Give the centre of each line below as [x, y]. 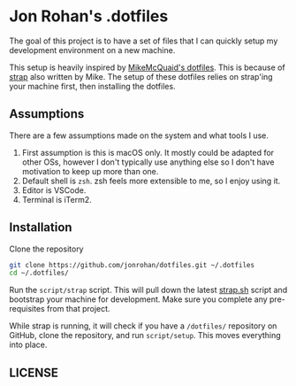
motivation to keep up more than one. [90, 171]
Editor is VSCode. [54, 190]
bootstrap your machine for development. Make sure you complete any [138, 299]
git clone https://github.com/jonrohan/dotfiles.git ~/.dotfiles [132, 265]
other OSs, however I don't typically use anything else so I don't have [148, 162]
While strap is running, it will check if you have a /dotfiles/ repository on [143, 326]
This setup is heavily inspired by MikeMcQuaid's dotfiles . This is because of [147, 67]
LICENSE [34, 372]
